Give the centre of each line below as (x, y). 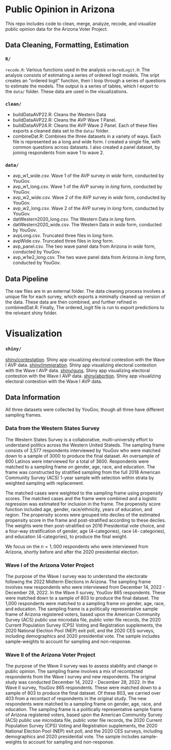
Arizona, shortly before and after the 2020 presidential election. (72, 552)
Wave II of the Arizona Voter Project (50, 655)
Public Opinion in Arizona (60, 9)
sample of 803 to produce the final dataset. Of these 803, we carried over (83, 693)
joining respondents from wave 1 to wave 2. (58, 153)
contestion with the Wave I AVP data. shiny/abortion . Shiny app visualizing (83, 376)
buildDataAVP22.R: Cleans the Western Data (59, 114)
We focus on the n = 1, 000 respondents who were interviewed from (77, 546)
